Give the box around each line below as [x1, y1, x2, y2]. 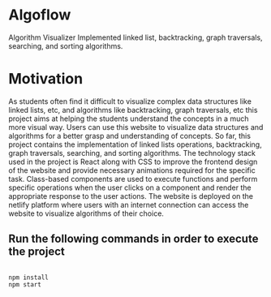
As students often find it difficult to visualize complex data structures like [8, 96, 252, 106]
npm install [8, 273, 49, 282]
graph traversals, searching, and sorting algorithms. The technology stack [8, 148, 256, 157]
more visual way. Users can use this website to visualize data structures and [8, 122, 264, 131]
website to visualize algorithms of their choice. [8, 209, 165, 218]
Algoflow [8, 6, 71, 24]
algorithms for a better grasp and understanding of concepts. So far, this [8, 131, 252, 140]
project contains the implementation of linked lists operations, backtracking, [8, 140, 262, 149]
